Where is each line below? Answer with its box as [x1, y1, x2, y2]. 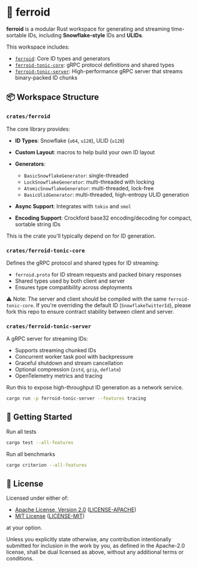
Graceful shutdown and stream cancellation [14, 359, 123, 367]
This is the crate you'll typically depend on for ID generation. [6, 232, 156, 239]
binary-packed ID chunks [14, 74, 78, 81]
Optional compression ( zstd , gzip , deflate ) [14, 366, 121, 373]
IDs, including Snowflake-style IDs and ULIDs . [28, 31, 144, 38]
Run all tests [6, 428, 37, 435]
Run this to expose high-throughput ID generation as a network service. [6, 384, 184, 391]
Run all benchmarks [6, 450, 56, 458]
